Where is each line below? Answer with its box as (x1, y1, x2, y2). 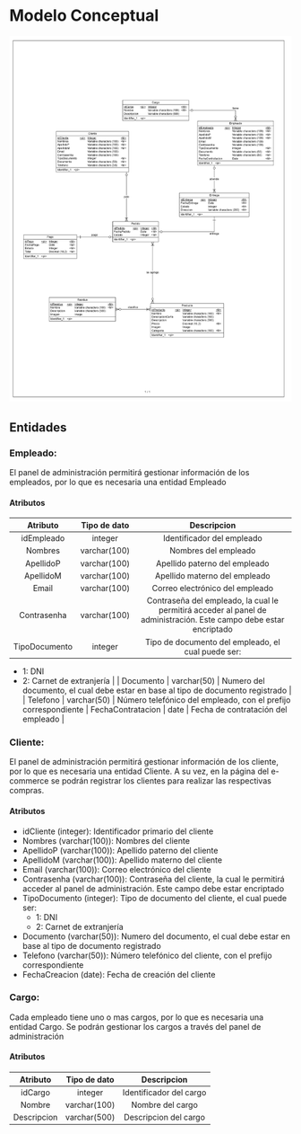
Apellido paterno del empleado (156, 558, 270, 569)
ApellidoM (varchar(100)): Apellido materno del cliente (21, 855, 222, 865)
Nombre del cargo (131, 1100, 199, 1111)
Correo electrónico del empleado (151, 583, 274, 594)
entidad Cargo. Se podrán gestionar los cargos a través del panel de (9, 1021, 262, 1032)
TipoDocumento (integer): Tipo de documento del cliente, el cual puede (21, 892, 288, 903)
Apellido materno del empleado (155, 570, 271, 580)
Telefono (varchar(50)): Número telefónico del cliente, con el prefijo (21, 950, 272, 961)
